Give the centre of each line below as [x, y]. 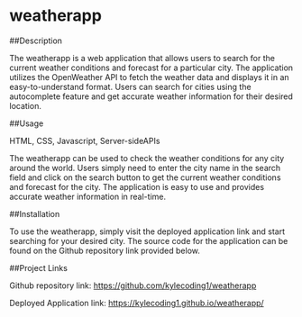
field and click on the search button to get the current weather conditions [145, 177]
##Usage [27, 123]
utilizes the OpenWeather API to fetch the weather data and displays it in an [150, 77]
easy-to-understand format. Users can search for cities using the [130, 86]
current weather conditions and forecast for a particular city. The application [151, 68]
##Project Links [38, 267]
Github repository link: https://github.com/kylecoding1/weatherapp [133, 285]
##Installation [35, 213]
